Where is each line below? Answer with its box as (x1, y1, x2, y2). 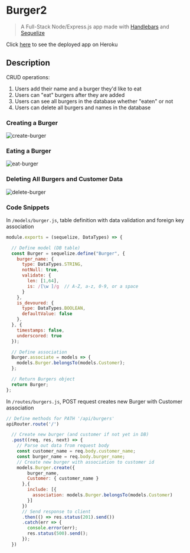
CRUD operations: (6, 73, 50, 80)
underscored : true (17, 333, 62, 339)
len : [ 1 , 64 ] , (27, 278, 60, 284)
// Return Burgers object (11, 376, 76, 382)
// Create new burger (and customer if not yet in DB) (11, 432, 149, 438)
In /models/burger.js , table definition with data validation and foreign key (6, 216, 185, 223)
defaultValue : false (21, 311, 73, 317)
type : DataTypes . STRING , (21, 261, 83, 268)
